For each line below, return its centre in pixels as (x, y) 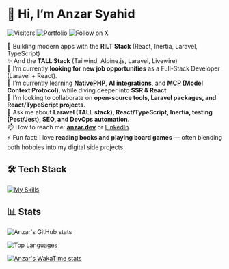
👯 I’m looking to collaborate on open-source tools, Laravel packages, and (112, 97)
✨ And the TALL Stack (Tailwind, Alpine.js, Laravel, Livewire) (92, 60)
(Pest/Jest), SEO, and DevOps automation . (68, 119)
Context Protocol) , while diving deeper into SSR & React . (88, 90)
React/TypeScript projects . (46, 105)
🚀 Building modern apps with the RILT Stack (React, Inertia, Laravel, (103, 46)
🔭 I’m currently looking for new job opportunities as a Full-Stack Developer (113, 68)
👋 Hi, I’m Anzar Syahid (71, 14)
